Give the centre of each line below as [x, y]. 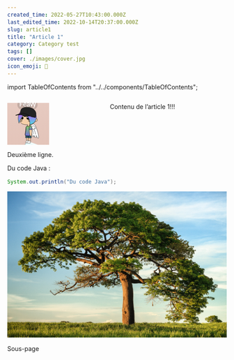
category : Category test [43, 44]
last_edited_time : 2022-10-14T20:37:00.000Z [73, 22]
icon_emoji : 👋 [28, 66]
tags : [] [20, 52]
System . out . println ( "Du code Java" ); [62, 181]
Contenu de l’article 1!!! [142, 106]
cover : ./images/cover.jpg [46, 59]
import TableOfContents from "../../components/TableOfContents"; [103, 87]
